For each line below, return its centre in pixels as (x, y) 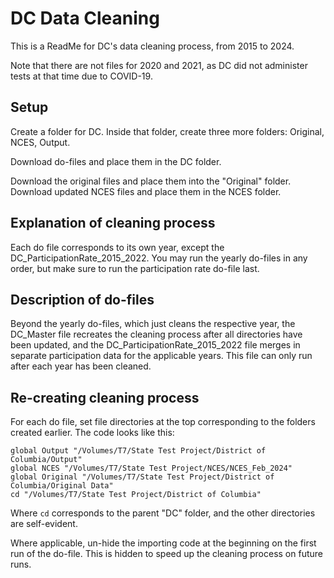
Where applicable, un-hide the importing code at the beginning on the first (163, 543)
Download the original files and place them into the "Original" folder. (151, 181)
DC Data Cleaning (85, 18)
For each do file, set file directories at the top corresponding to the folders (163, 422)
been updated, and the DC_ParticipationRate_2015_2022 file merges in (155, 345)
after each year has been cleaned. (81, 366)
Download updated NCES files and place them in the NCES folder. (146, 191)
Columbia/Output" (46, 460)
